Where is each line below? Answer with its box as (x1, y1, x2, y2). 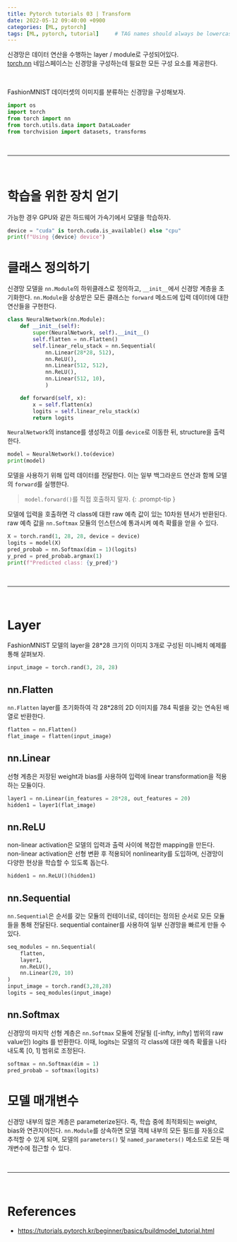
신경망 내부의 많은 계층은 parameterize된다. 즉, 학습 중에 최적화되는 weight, (7, 1118, 217, 1126)
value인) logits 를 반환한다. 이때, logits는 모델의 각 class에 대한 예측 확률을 (7, 1037, 214, 1046)
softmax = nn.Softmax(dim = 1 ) (7, 1060, 99, 1067)
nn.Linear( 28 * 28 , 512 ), (44, 349, 115, 356)
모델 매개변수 (7, 1093, 79, 1109)
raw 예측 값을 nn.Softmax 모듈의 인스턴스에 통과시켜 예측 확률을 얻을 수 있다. (7, 519, 219, 527)
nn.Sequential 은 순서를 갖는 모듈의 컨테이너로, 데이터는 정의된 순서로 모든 (7, 911, 212, 920)
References (7, 1203, 76, 1219)
